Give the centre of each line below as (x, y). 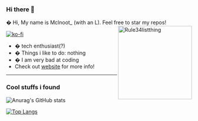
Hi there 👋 (21, 9)
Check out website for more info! (55, 66)
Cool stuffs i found (33, 88)
